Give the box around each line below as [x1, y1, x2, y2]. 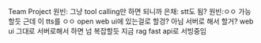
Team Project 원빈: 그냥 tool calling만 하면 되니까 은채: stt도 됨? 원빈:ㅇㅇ [8, 7, 237, 16]
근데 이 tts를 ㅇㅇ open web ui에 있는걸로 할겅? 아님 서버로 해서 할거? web [22, 16, 254, 26]
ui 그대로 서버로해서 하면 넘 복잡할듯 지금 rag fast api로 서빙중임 [8, 27, 207, 35]
